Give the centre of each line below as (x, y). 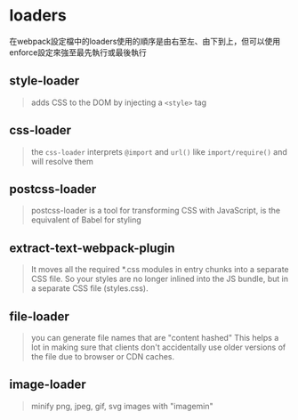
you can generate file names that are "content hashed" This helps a (155, 338)
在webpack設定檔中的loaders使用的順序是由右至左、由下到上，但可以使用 (145, 41)
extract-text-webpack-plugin (92, 248)
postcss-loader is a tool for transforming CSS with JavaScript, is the (156, 211)
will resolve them (62, 161)
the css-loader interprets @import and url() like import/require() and (159, 151)
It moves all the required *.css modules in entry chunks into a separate (160, 270)
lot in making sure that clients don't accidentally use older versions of (158, 347)
